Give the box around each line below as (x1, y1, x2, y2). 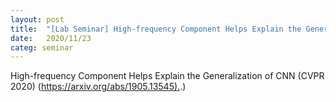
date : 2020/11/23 (10, 33, 92, 43)
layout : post (10, 14, 65, 25)
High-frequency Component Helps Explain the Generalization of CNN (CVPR (10, 70, 325, 82)
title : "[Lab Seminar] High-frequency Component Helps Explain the (10, 24, 302, 34)
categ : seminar (10, 42, 74, 53)
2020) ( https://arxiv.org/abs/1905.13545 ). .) (10, 81, 187, 93)
